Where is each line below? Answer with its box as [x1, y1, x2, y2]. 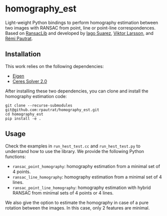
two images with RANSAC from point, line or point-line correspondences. [5, 24, 156, 30]
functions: [5, 153, 26, 159]
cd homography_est [5, 111, 43, 116]
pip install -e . [5, 116, 41, 121]
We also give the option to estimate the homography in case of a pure [5, 199, 149, 205]
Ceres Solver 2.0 [12, 78, 47, 84]
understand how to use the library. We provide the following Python [5, 148, 144, 154]
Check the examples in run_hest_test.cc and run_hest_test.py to [5, 143, 141, 149]
